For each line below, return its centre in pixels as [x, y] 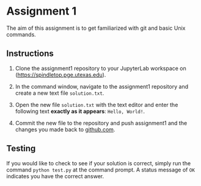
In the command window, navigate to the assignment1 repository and [102, 86]
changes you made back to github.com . [65, 129]
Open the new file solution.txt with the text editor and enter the [97, 105]
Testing [21, 149]
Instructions [30, 54]
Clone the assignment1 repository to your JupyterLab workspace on [100, 68]
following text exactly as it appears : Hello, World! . [80, 111]
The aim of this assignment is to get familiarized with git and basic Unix [96, 28]
